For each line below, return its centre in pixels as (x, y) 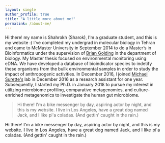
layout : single (21, 10)
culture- (142, 90)
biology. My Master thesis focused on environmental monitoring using (76, 58)
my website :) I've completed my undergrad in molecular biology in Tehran (80, 43)
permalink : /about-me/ (28, 23)
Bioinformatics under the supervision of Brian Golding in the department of (81, 53)
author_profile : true (27, 14)
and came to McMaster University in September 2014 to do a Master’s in (78, 48)
